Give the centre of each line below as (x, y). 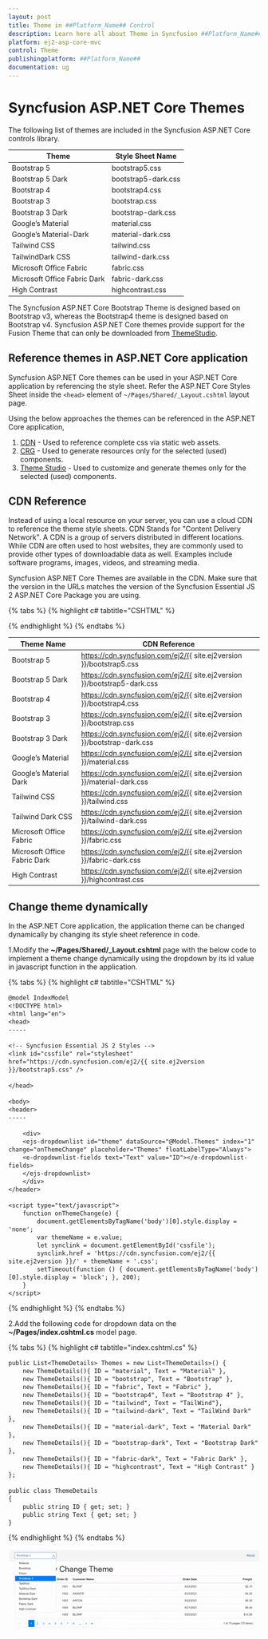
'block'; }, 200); (110, 1277)
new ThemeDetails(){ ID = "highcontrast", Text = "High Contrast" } (139, 1467)
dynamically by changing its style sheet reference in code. (104, 935)
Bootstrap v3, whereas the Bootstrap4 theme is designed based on (118, 316)
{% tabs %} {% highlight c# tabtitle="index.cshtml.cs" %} (103, 1348)
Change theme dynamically (78, 907)
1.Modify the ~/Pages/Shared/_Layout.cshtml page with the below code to (132, 950)
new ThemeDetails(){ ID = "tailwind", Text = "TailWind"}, (123, 1403)
